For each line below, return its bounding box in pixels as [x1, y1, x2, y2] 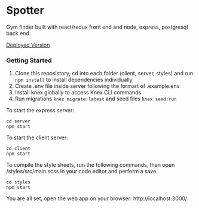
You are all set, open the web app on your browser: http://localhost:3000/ [6, 195, 188, 202]
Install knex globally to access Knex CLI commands [14, 89, 142, 96]
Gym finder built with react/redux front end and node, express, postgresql [6, 23, 188, 30]
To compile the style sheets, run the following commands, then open [6, 161, 175, 169]
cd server [6, 118, 31, 124]
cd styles [6, 179, 31, 185]
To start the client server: [6, 134, 68, 141]
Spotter [6, 4, 45, 17]
